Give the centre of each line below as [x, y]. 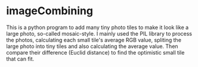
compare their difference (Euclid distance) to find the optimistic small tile [95, 52]
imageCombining [50, 11]
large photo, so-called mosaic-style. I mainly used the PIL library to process [99, 33]
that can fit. [20, 59]
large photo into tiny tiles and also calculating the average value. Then [92, 46]
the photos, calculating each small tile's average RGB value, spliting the [94, 40]
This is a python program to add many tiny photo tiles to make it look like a [98, 27]
